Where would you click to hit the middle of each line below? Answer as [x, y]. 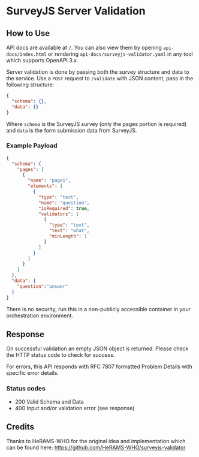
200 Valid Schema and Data [49, 402]
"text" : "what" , [69, 231]
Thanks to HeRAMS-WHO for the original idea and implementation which [96, 441]
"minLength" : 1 [68, 236]
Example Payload [32, 146]
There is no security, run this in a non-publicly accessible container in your [98, 309]
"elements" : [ [45, 186]
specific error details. [32, 373]
